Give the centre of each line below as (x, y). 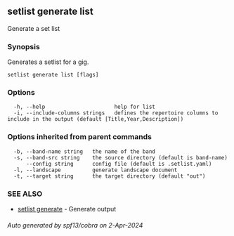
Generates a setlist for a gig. (48, 62)
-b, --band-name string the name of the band (85, 151)
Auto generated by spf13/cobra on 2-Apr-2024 (75, 225)
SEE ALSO (25, 194)
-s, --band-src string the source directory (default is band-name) (121, 157)
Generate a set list (34, 28)
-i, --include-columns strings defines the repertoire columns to (116, 113)
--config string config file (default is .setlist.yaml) (119, 164)
